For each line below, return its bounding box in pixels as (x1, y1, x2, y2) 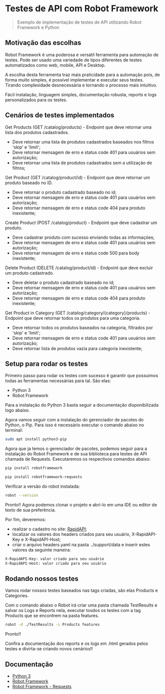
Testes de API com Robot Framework (5, 3, 159, 14)
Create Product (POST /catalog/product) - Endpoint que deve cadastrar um (5, 220, 157, 225)
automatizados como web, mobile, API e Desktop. (5, 62, 106, 68)
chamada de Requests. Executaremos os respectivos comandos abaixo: (5, 456, 151, 462)
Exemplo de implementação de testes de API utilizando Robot (17, 19, 142, 25)
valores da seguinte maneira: (12, 547, 71, 553)
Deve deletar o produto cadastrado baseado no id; (12, 279, 114, 285)
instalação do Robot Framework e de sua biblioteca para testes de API (5, 451, 147, 457)
